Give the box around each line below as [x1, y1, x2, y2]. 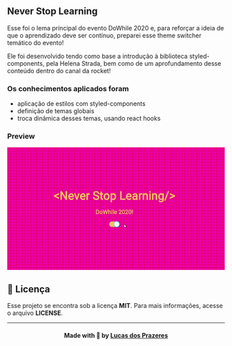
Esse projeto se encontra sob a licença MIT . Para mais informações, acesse [7, 302, 223, 310]
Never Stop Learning [7, 6, 98, 17]
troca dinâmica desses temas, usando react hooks [17, 114, 161, 123]
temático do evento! [7, 38, 64, 47]
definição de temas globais [17, 107, 95, 115]
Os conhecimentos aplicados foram [7, 84, 129, 93]
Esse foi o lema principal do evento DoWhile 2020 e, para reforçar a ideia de [7, 23, 224, 32]
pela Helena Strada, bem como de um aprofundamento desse [46, 59, 222, 68]
